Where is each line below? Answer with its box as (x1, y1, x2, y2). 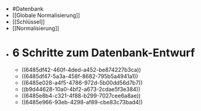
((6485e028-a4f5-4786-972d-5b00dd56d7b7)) (21, 79, 143, 86)
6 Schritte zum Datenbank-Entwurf (12, 46, 195, 60)
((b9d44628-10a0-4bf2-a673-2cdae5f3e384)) (21, 85, 141, 93)
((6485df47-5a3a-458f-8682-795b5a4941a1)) (21, 73, 138, 80)
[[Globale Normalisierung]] (12, 12, 81, 19)
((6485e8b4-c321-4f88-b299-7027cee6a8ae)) (21, 91, 141, 99)
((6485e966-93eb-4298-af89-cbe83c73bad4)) (21, 98, 143, 106)
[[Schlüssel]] (12, 18, 45, 25)
